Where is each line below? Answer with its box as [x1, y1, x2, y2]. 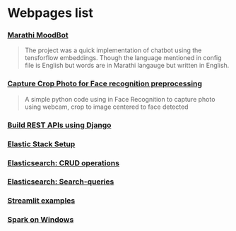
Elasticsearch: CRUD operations [7, 158, 120, 167]
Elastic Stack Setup [7, 139, 76, 149]
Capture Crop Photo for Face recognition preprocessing [7, 79, 203, 89]
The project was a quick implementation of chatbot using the [24, 46, 202, 54]
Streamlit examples [7, 196, 76, 206]
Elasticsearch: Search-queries [7, 177, 114, 186]
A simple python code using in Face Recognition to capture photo [24, 95, 216, 103]
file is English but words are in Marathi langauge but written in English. [24, 61, 230, 70]
